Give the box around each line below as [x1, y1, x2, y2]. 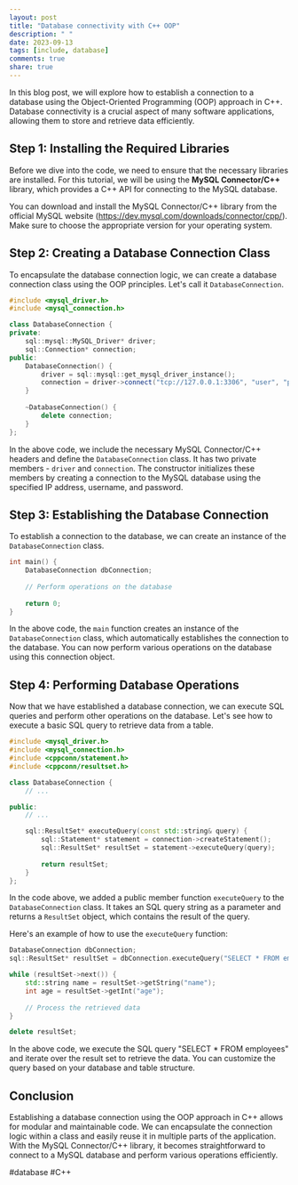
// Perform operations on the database [25, 582, 173, 592]
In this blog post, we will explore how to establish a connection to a [9, 86, 255, 98]
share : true [9, 63, 53, 72]
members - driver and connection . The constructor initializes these [9, 463, 255, 473]
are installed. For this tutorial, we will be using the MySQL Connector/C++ [9, 174, 281, 185]
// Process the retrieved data [25, 1003, 141, 1012]
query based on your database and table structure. [9, 1062, 195, 1073]
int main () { [9, 558, 58, 567]
